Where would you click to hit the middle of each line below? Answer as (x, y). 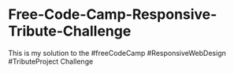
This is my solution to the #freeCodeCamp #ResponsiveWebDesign (117, 53)
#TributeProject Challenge (51, 61)
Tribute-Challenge (70, 31)
